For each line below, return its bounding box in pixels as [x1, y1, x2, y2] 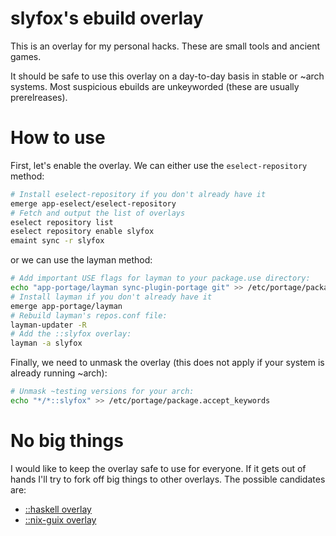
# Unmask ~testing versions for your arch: [10, 387, 195, 397]
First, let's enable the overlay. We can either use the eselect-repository [10, 159, 308, 171]
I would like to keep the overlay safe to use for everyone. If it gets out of [10, 462, 307, 474]
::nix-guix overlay [24, 513, 97, 526]
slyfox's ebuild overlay [10, 7, 204, 30]
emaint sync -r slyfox [10, 236, 105, 246]
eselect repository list [10, 217, 114, 227]
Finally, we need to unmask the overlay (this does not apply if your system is [10, 357, 325, 369]
